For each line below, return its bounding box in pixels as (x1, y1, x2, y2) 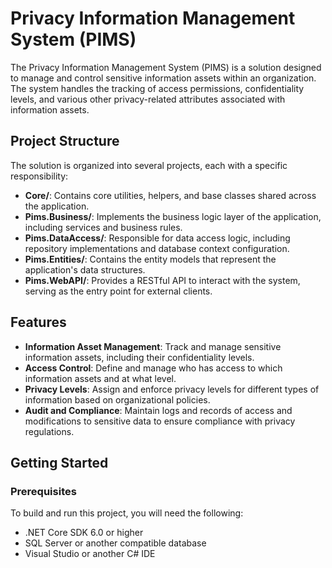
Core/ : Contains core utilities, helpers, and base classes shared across (24, 189, 317, 201)
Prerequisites (10, 484, 77, 498)
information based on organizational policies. (24, 393, 211, 406)
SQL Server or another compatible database (24, 537, 207, 549)
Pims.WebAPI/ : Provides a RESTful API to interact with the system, (24, 274, 301, 286)
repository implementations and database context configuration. (24, 242, 290, 254)
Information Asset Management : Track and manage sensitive (24, 340, 282, 352)
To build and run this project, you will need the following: (10, 507, 244, 519)
